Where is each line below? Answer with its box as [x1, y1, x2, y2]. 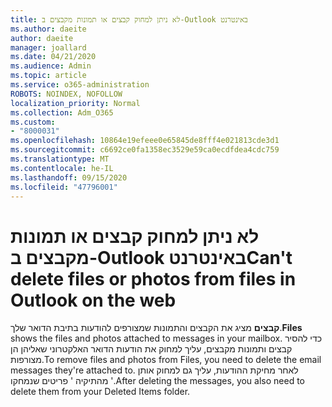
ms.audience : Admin [10, 61, 92, 71]
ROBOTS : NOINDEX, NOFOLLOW [10, 89, 123, 99]
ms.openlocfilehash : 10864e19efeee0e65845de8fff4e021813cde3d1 [10, 136, 280, 146]
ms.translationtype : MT [10, 154, 110, 164]
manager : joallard [10, 42, 87, 53]
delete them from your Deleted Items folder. [10, 386, 191, 398]
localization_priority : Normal [10, 98, 141, 108]
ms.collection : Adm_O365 [10, 107, 114, 118]
